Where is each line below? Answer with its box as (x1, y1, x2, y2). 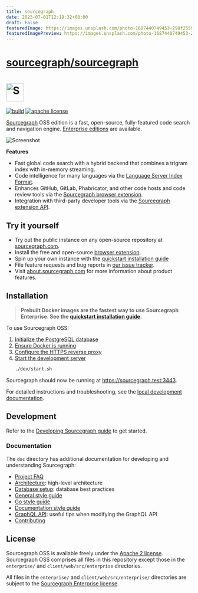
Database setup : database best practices (14, 485, 115, 493)
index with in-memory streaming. (14, 166, 95, 173)
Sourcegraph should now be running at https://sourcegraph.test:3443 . (6, 376, 177, 384)
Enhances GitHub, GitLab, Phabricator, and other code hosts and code (14, 185, 186, 192)
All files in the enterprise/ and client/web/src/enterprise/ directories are (6, 574, 187, 581)
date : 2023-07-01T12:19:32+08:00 (6, 14, 88, 20)
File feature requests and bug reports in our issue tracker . (14, 261, 155, 268)
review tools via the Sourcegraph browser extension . (14, 191, 143, 198)
